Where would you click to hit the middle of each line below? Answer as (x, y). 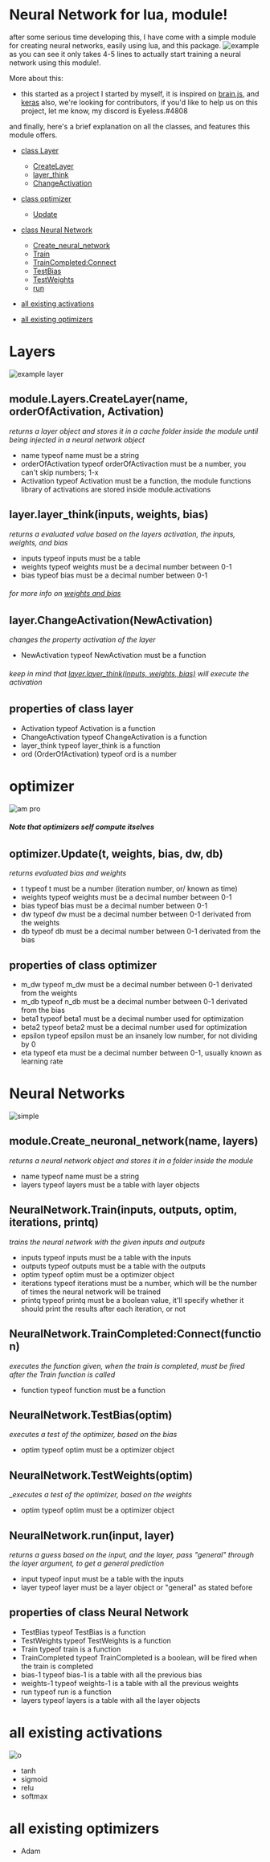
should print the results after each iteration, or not (103, 1309)
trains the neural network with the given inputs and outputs (107, 1242)
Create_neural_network (72, 245)
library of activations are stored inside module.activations (116, 489)
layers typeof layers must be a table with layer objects (110, 1184)
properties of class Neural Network (99, 1613)
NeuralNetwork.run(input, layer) (92, 1535)
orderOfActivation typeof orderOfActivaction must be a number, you (133, 463)
